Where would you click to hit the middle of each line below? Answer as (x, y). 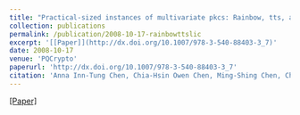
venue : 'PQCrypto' (43, 59)
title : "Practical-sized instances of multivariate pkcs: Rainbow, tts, (147, 17)
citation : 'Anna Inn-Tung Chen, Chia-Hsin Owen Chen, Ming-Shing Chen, (145, 76)
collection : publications (57, 26)
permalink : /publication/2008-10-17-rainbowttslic (105, 34)
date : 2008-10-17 (42, 51)
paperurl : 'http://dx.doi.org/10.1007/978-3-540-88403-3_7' (124, 68)
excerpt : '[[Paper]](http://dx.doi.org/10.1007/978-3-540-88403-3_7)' (143, 42)
